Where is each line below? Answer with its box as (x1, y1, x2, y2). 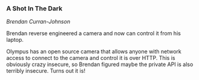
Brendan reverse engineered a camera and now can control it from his (6, 30, 181, 37)
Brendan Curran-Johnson (6, 18, 71, 25)
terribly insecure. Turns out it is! (6, 67, 86, 75)
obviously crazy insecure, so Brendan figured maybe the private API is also (6, 61, 194, 68)
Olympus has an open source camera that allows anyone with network (6, 48, 181, 55)
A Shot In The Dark (6, 4, 62, 13)
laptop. (6, 36, 24, 44)
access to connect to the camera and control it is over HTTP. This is (6, 55, 175, 62)
